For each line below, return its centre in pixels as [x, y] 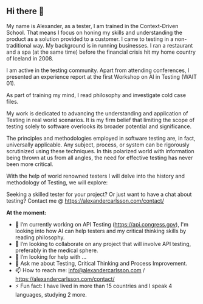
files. [12, 101]
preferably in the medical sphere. [57, 250]
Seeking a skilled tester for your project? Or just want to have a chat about [99, 194]
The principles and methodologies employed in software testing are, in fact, [101, 138]
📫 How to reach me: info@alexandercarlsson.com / [80, 270]
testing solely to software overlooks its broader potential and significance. [99, 126]
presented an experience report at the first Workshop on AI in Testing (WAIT [102, 76]
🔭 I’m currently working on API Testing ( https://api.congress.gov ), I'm [102, 224]
